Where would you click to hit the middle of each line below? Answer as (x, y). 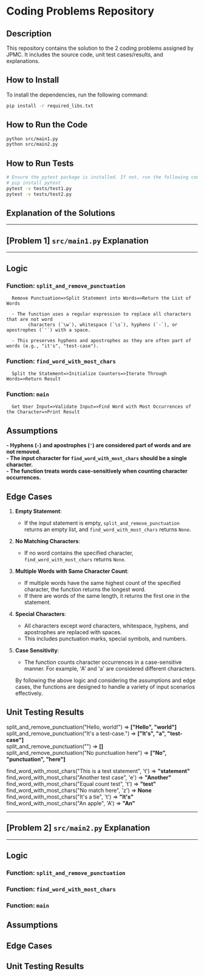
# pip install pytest (34, 183)
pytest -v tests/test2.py (39, 194)
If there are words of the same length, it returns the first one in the (107, 596)
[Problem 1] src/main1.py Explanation (77, 241)
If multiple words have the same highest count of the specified (102, 583)
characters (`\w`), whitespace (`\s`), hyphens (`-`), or (103, 325)
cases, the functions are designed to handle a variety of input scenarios (105, 687)
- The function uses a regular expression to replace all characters (101, 314)
